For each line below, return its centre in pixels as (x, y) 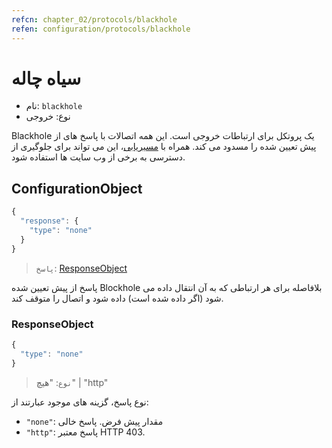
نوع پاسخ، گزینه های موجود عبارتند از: (80, 402)
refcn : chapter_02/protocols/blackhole (94, 19)
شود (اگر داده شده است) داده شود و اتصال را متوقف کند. (117, 298)
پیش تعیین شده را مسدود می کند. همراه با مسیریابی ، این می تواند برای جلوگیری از (164, 147)
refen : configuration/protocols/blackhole (101, 29)
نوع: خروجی (48, 117)
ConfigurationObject (77, 188)
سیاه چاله (46, 78)
